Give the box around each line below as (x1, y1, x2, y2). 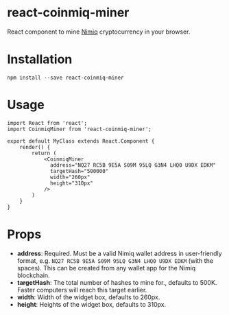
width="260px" (50, 174, 91, 180)
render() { (19, 143, 51, 150)
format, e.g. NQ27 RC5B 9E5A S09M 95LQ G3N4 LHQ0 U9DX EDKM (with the (16, 256, 214, 265)
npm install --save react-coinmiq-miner (7, 74, 125, 81)
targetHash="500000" (50, 167, 109, 174)
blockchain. (16, 271, 50, 279)
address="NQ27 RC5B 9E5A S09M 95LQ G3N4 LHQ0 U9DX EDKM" (50, 161, 216, 169)
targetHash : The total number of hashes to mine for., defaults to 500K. (16, 278, 217, 286)
